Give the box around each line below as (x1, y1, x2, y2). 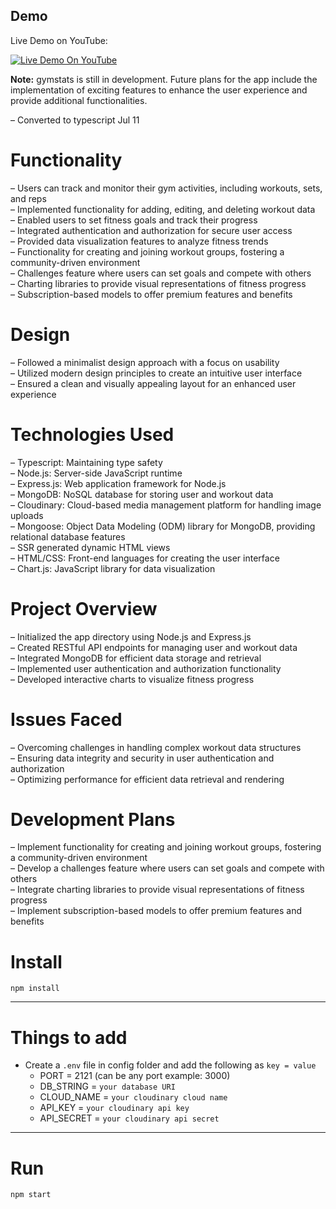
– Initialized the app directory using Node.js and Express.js (10, 630, 252, 643)
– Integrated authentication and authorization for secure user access (10, 224, 293, 236)
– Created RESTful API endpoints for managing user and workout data (10, 641, 298, 653)
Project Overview (10, 597, 158, 620)
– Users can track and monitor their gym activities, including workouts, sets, (10, 182, 323, 194)
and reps (10, 192, 47, 204)
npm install (10, 984, 60, 994)
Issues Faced (10, 708, 123, 731)
